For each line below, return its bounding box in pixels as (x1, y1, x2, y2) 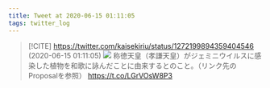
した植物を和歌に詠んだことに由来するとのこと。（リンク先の (35, 61, 237, 70)
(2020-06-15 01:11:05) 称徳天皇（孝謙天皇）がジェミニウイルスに (27, 50, 255, 60)
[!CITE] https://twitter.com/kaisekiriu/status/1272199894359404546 (27, 41, 255, 50)
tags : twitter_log (8, 19, 70, 27)
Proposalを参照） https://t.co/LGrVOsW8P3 (27, 70, 173, 80)
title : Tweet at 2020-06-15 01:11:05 (8, 11, 135, 20)
